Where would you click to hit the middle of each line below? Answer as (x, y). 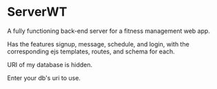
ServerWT (37, 12)
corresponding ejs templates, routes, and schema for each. (91, 51)
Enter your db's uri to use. (44, 78)
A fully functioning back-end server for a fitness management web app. (108, 31)
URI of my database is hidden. (50, 64)
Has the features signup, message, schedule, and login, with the (98, 44)
